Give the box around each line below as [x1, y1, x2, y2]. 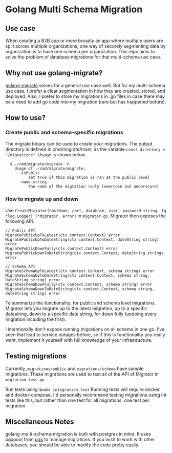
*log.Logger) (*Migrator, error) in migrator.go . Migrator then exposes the [5, 213, 166, 219]
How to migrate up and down [5, 196, 78, 203]
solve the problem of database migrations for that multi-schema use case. [5, 54, 162, 60]
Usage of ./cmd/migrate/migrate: [14, 166, 86, 171]
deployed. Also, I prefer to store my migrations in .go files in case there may [5, 93, 165, 99]
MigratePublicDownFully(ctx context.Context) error [5, 246, 118, 251]
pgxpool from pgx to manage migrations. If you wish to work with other [5, 437, 155, 443]
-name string [18, 179, 47, 184]
